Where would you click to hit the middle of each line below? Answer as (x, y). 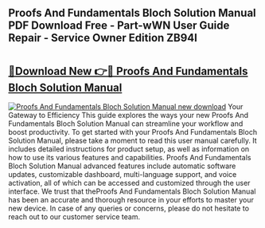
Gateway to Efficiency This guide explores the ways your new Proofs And (129, 115)
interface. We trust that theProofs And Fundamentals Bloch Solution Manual (132, 191)
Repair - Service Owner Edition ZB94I (103, 38)
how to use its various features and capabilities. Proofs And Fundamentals (130, 157)
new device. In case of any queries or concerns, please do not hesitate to (129, 208)
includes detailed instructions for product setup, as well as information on (129, 149)
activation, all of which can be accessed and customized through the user (129, 183)
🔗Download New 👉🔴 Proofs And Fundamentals (128, 71)
